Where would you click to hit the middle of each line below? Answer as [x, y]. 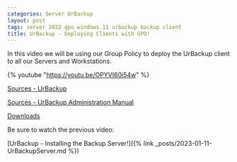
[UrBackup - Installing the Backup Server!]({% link [81, 144]
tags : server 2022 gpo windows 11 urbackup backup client [94, 27]
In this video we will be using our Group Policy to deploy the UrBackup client [118, 54]
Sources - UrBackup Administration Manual [71, 103]
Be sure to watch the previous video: [61, 130]
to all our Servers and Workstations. [59, 62]
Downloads [24, 116]
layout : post [27, 21]
